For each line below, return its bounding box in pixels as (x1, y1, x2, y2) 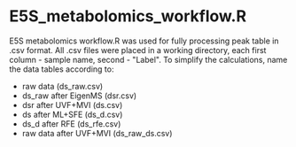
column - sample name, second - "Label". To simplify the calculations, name (9, 54, 288, 65)
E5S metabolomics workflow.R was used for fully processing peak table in (9, 35, 279, 46)
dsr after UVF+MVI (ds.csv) (21, 99, 123, 110)
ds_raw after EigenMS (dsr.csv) (21, 90, 137, 101)
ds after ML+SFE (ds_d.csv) (21, 109, 123, 120)
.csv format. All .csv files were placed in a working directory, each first (9, 44, 267, 55)
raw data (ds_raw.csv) (21, 81, 104, 91)
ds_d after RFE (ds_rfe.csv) (21, 118, 121, 129)
